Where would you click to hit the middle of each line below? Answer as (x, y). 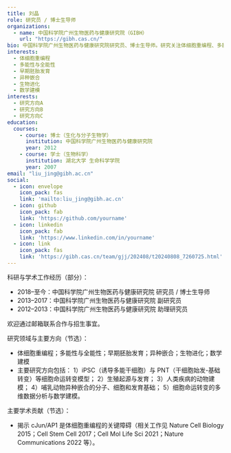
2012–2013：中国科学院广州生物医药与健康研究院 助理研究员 (102, 309)
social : (18, 180)
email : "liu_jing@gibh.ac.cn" (51, 173)
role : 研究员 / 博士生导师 (42, 20)
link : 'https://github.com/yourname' (74, 218)
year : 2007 (41, 167)
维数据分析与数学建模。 (50, 396)
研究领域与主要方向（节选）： (48, 338)
